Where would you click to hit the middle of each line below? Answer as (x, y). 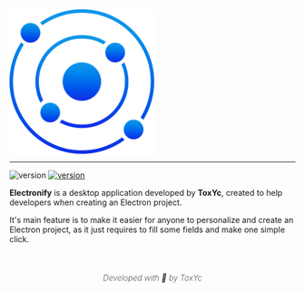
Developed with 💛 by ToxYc (152, 277)
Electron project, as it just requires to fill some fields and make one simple (148, 229)
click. (20, 239)
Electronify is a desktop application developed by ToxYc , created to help (146, 193)
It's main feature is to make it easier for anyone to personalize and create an (152, 220)
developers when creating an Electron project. (96, 202)
